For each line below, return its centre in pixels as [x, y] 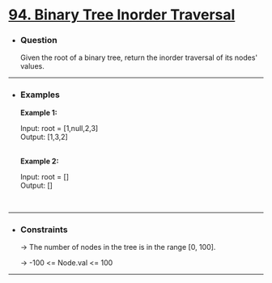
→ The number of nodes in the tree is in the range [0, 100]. [118, 247]
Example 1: [39, 112]
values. [32, 66]
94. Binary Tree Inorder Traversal [122, 15]
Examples [40, 95]
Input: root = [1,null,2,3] [59, 128]
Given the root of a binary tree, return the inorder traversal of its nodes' [139, 57]
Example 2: [39, 161]
